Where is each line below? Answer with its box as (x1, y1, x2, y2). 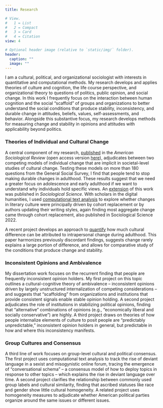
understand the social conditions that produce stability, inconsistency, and (5, 105, 154, 111)
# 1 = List (5, 20, 32, 25)
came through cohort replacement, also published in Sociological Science (5, 212, 153, 218)
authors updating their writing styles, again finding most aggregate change (5, 206, 155, 212)
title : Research (5, 7, 38, 12)
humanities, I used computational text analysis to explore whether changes (5, 196, 155, 202)
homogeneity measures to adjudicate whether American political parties (5, 392, 150, 398)
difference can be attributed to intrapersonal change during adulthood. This (5, 231, 157, 237)
